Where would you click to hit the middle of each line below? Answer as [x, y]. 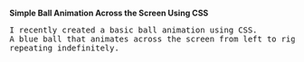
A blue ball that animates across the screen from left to [143, 39]
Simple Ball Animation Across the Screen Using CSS [109, 13]
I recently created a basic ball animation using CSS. [133, 30]
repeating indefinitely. [64, 48]
